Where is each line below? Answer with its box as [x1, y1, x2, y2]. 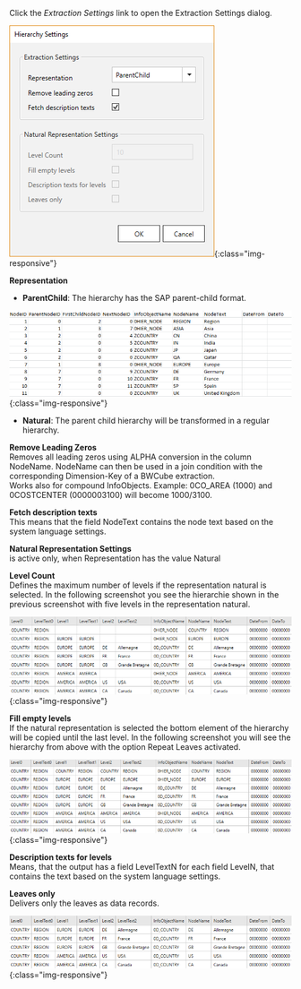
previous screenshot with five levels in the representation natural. [9, 598, 251, 609]
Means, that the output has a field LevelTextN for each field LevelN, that [9, 862, 275, 873]
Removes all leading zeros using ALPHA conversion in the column [9, 451, 253, 462]
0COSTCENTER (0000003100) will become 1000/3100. [9, 489, 213, 500]
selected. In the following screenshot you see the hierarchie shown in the [9, 589, 279, 599]
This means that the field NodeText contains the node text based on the [9, 516, 274, 527]
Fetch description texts [9, 506, 98, 518]
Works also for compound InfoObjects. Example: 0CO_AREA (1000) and [9, 479, 273, 491]
